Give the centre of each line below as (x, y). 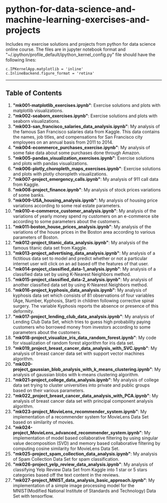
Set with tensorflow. (33, 496)
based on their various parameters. (49, 390)
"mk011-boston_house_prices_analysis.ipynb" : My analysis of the (82, 227)
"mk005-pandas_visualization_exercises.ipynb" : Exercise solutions (83, 158)
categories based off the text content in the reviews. (66, 475)
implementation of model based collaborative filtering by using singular (85, 438)
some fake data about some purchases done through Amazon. (77, 153)
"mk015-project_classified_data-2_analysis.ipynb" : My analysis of (83, 279)
